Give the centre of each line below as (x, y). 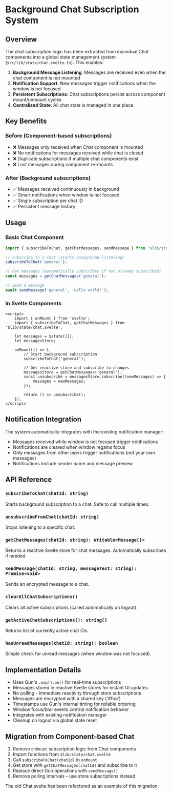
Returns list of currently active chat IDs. (47, 631)
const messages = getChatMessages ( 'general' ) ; (56, 276)
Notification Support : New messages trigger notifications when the (84, 83)
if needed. (16, 556)
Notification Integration (44, 419)
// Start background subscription (60, 354)
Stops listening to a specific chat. (40, 527)
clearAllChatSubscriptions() (42, 597)
